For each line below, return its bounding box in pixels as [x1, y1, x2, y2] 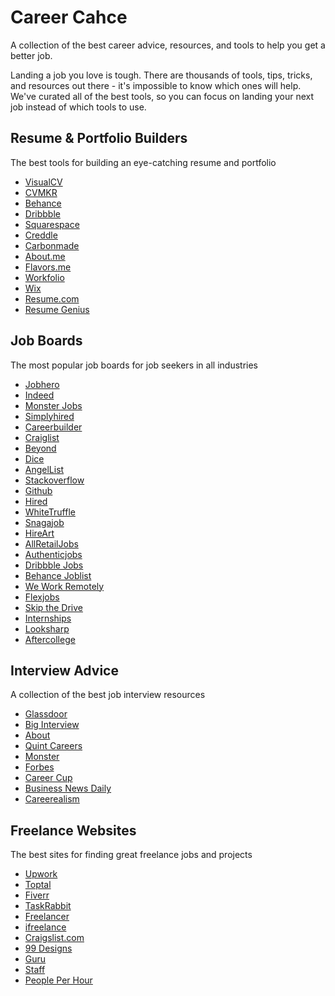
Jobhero [24, 378, 60, 390]
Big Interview [24, 719, 80, 731]
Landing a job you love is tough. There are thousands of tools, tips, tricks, [10, 69, 313, 81]
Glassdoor [24, 708, 68, 720]
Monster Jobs [24, 399, 83, 411]
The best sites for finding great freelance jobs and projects [10, 849, 253, 861]
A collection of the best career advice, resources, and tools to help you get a [10, 39, 326, 51]
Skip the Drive [24, 601, 83, 613]
